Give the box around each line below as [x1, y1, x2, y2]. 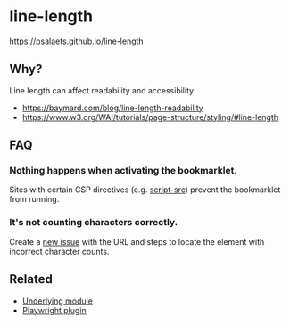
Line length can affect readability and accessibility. [9, 85, 196, 95]
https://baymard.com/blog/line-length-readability [21, 102, 203, 113]
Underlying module [21, 296, 94, 306]
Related [9, 271, 54, 287]
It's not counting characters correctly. [9, 216, 178, 229]
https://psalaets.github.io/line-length [9, 36, 145, 46]
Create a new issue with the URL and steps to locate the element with [9, 236, 265, 247]
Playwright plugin [21, 304, 87, 315]
